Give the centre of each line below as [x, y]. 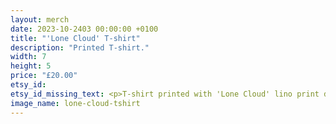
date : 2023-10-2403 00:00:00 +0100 [84, 29]
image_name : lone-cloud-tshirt [75, 103]
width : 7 [28, 57]
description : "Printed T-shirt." [80, 47]
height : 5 [31, 66]
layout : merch [40, 19]
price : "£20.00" [44, 76]
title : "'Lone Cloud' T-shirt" [75, 38]
